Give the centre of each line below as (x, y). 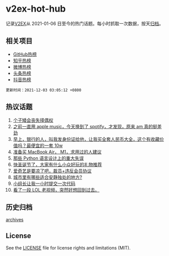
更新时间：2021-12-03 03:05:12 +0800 (44, 90)
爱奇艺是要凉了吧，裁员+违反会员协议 (52, 171)
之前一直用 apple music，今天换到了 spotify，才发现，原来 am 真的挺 (85, 126)
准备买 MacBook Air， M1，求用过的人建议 (57, 152)
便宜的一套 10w (47, 145)
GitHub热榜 (25, 54)
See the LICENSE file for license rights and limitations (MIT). (68, 248)
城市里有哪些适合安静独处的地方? (48, 177)
